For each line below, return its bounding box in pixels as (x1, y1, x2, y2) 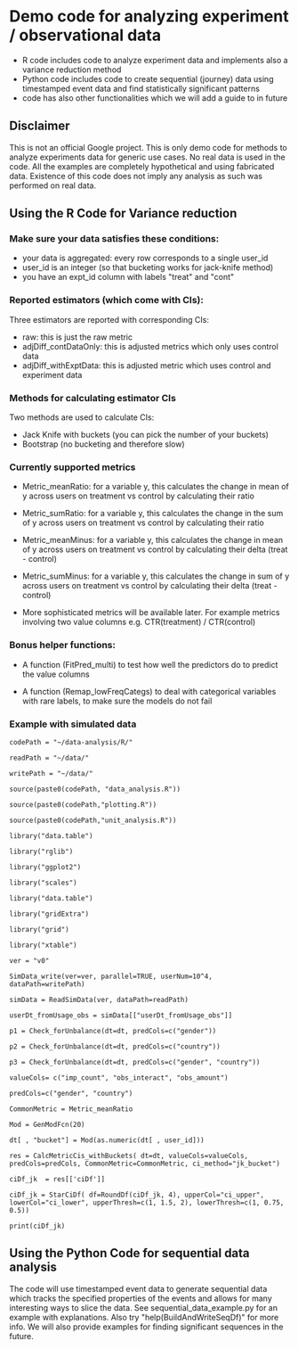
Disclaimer (9, 119, 70, 134)
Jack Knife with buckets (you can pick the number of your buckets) (21, 430, 270, 440)
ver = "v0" (9, 956, 50, 965)
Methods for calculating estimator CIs (9, 391, 176, 404)
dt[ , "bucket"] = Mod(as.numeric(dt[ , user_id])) (9, 1135, 205, 1145)
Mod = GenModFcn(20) (9, 1120, 86, 1129)
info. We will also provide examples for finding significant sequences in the (9, 1321, 284, 1332)
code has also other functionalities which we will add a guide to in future (21, 92, 288, 103)
